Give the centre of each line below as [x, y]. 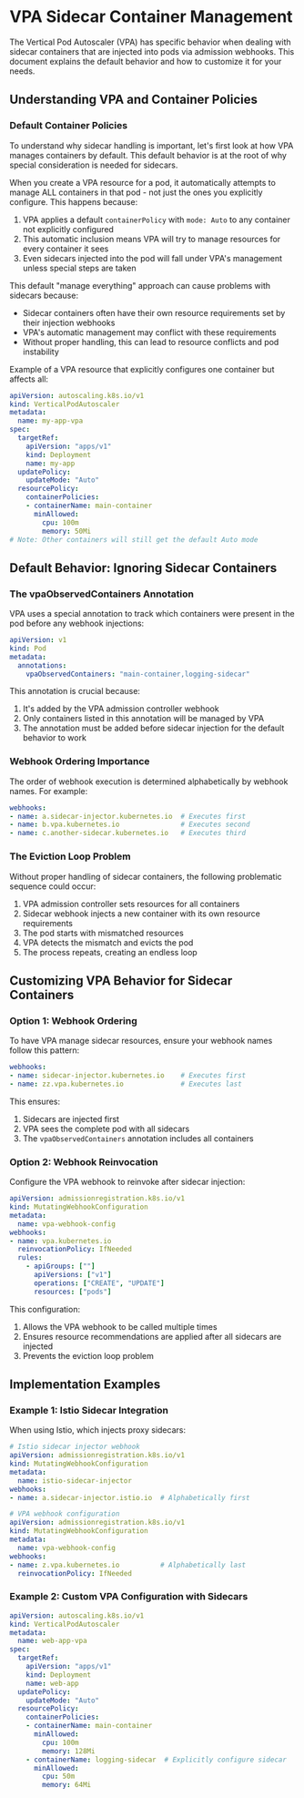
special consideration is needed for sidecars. [94, 165]
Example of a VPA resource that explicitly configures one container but [142, 369]
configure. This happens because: [74, 201]
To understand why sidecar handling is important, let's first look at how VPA [152, 145]
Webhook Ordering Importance [80, 761]
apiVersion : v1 [38, 640]
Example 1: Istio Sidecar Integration [89, 1410]
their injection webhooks [69, 322]
